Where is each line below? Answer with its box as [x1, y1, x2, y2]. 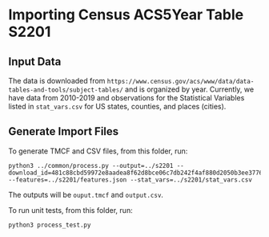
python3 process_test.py [8, 221, 91, 229]
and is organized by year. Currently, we [125, 84, 255, 94]
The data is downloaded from [8, 76, 106, 85]
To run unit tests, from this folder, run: [8, 205, 134, 215]
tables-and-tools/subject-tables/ [8, 86, 124, 94]
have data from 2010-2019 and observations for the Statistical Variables [8, 93, 245, 102]
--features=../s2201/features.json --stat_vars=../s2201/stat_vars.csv [8, 175, 252, 184]
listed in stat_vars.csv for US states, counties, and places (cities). [8, 102, 227, 111]
